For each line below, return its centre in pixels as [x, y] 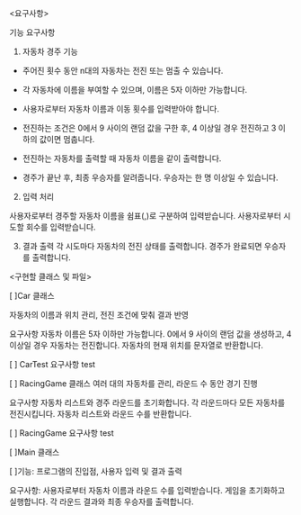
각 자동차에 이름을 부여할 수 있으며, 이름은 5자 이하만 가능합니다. [135, 90]
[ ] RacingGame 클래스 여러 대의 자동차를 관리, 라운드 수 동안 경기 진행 [133, 384]
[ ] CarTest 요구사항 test [53, 364]
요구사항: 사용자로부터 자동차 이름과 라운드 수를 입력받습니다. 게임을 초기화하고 [147, 490]
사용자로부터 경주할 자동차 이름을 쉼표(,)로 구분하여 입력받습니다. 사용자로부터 [145, 216]
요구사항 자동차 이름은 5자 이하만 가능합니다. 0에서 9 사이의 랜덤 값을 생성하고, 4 [150, 334]
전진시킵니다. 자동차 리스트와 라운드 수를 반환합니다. [100, 414]
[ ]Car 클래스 [32, 296]
